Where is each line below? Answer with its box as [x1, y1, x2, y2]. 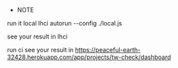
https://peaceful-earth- [75, 46, 141, 54]
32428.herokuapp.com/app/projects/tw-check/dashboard [7, 53, 171, 61]
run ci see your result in [7, 46, 74, 54]
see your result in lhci [7, 32, 68, 41]
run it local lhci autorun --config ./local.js [7, 19, 123, 27]
